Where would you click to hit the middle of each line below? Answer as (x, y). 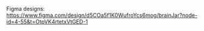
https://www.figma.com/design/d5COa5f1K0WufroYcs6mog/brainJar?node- (102, 15)
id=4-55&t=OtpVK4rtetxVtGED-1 (47, 22)
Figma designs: (26, 9)
